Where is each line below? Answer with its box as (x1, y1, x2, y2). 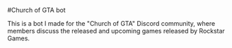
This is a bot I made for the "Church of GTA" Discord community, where (7, 19, 216, 27)
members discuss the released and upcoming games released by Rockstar (7, 27, 225, 35)
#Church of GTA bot (7, 6, 66, 14)
